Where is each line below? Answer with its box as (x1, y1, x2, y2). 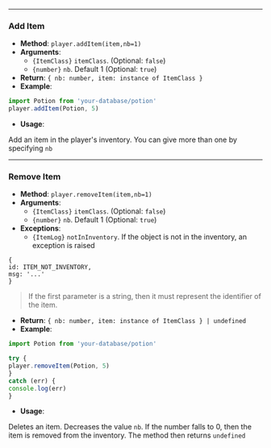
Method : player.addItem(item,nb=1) (19, 39, 142, 48)
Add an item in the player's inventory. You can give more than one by (8, 135, 238, 145)
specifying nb (8, 143, 53, 153)
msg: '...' (8, 271, 45, 279)
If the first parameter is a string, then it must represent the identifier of (27, 292, 262, 301)
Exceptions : (19, 223, 61, 234)
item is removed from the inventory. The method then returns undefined (8, 430, 246, 440)
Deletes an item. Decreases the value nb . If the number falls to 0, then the (8, 422, 252, 432)
